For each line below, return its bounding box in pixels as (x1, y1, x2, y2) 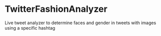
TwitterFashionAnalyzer (5, 3, 108, 15)
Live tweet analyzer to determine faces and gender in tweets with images (5, 20, 156, 26)
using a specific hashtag (5, 25, 56, 31)
